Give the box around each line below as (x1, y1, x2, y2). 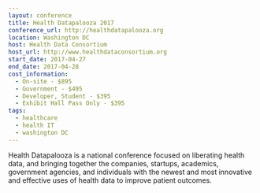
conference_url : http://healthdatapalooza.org (8, 26, 164, 34)
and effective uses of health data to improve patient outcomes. (8, 175, 213, 185)
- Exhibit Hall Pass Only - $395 (15, 99, 125, 107)
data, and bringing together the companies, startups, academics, (8, 158, 219, 168)
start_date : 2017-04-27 (8, 56, 87, 64)
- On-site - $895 (15, 77, 72, 85)
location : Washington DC (8, 33, 90, 42)
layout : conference (8, 11, 72, 20)
